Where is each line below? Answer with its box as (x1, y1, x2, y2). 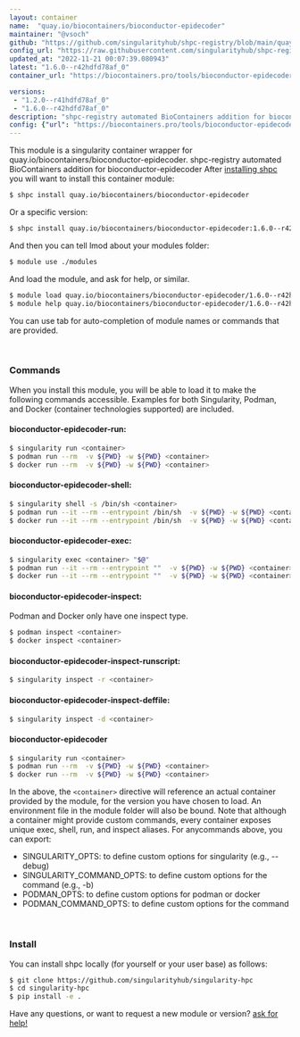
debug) (21, 860, 50, 871)
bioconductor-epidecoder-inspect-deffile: (9, 694, 171, 705)
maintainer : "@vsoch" (9, 29, 90, 38)
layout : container (9, 12, 78, 22)
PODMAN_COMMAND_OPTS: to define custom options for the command (21, 899, 289, 909)
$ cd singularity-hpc (9, 983, 90, 993)
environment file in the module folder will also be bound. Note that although (9, 805, 287, 817)
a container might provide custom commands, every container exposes (9, 815, 271, 825)
